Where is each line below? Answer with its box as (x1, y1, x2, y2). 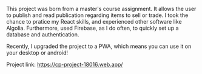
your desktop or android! (6, 49, 69, 56)
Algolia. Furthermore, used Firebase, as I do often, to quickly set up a (6, 24, 179, 32)
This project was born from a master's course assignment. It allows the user (6, 5, 197, 12)
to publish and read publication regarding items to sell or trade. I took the (6, 12, 189, 19)
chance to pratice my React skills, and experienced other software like (6, 18, 182, 25)
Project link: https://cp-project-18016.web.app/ (6, 61, 123, 68)
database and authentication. (6, 31, 79, 38)
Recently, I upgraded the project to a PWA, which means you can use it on (6, 42, 192, 50)
